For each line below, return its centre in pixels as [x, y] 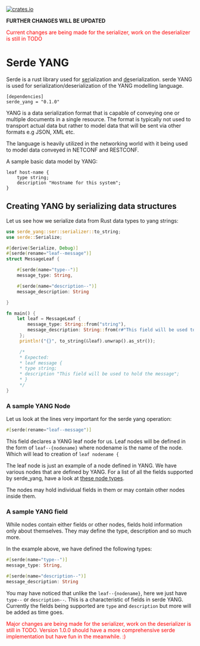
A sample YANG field [37, 512]
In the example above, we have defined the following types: [79, 549]
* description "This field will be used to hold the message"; [99, 374]
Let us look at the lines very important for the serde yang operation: [89, 419]
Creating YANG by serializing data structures [91, 206]
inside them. [21, 496]
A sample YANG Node [38, 406]
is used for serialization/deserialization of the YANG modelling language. [95, 85]
